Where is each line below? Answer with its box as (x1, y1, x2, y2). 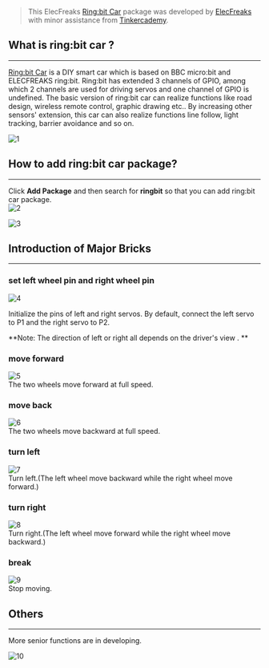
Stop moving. (8, 584, 52, 593)
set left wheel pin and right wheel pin (8, 275, 155, 286)
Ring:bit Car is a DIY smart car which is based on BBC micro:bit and (8, 67, 231, 77)
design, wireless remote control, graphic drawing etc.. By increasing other (8, 101, 253, 111)
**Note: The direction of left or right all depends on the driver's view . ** (8, 333, 249, 342)
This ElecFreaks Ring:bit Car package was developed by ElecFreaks (27, 7, 252, 16)
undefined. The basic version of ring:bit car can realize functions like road (8, 92, 252, 103)
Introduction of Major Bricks (8, 242, 152, 256)
